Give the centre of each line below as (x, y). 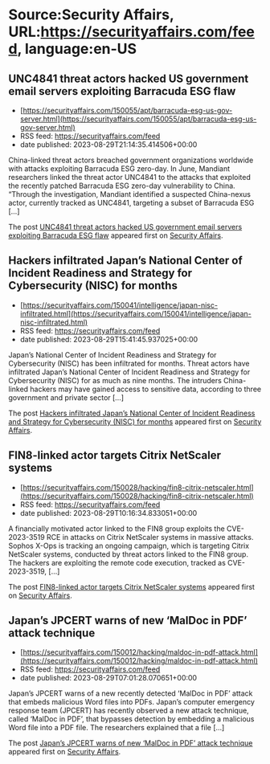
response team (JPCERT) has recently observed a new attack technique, (129, 711)
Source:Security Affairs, (91, 15)
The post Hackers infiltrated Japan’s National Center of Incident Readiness (132, 413)
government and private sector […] (66, 397)
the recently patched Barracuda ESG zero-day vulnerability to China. (122, 186)
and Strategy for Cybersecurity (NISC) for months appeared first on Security (135, 421)
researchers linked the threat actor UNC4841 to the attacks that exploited (130, 177)
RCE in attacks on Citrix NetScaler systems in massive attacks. (150, 537)
